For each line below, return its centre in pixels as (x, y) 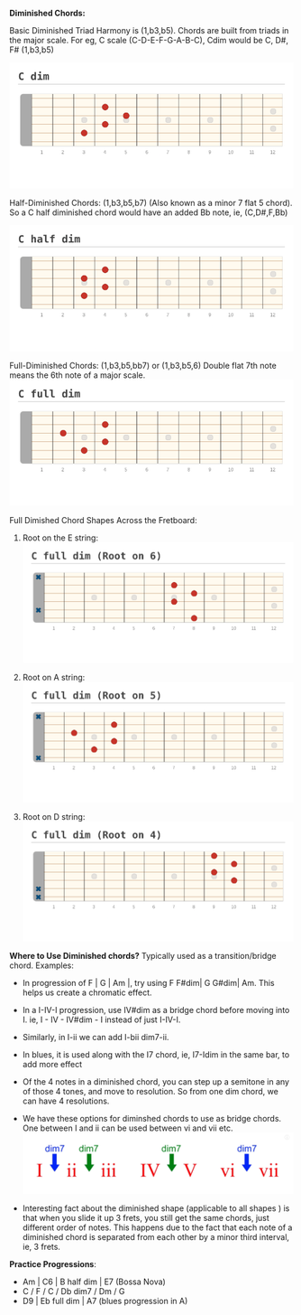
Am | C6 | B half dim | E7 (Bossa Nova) (94, 1282)
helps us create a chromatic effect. (87, 992)
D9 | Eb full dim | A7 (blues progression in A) (105, 1301)
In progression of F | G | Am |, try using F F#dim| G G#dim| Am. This (148, 983)
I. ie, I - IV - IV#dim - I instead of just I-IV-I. (101, 1019)
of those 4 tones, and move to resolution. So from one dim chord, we (150, 1092)
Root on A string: (54, 678)
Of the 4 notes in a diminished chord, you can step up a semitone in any (156, 1082)
